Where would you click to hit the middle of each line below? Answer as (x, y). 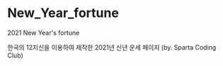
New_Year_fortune (63, 13)
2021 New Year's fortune (44, 33)
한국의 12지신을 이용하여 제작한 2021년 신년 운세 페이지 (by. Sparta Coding (112, 47)
